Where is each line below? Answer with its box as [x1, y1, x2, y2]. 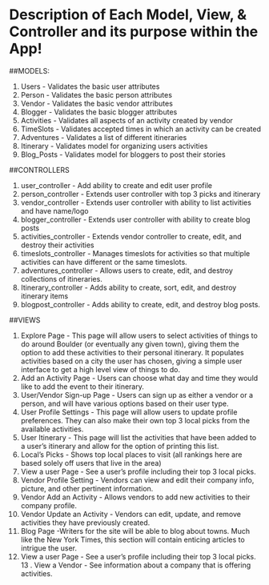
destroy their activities [20, 240, 94, 250]
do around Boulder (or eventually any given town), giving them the [20, 339, 239, 349]
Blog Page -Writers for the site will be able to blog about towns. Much [20, 526, 251, 535]
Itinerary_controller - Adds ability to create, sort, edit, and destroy [20, 282, 237, 292]
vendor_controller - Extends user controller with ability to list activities [20, 198, 251, 207]
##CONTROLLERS [9, 165, 70, 174]
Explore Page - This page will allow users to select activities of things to [20, 331, 259, 340]
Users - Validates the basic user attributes [20, 82, 160, 91]
